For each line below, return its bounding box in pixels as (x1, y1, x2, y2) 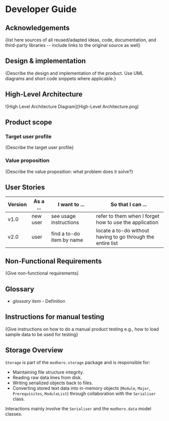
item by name (51, 236, 83, 243)
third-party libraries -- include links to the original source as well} (5, 42, 141, 48)
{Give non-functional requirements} (5, 270, 79, 276)
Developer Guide (5, 4, 77, 15)
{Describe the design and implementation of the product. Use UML (5, 70, 144, 76)
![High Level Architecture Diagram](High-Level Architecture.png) (5, 103, 139, 109)
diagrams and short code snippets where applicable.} (5, 75, 116, 81)
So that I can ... (110, 201, 147, 208)
